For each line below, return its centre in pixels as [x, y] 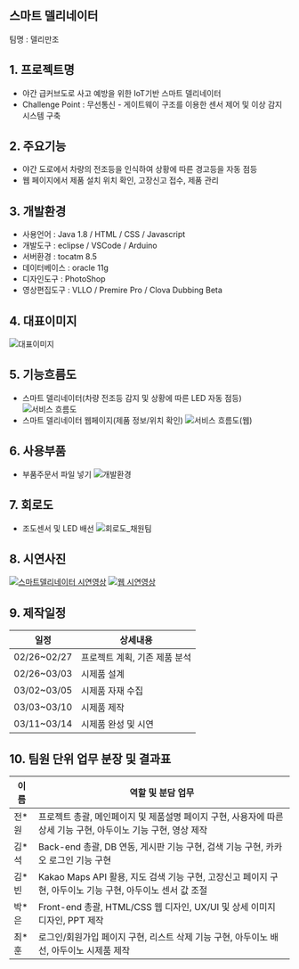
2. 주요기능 [38, 147]
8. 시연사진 [38, 558]
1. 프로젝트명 [42, 70]
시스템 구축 [41, 115]
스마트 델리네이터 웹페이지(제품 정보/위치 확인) [103, 420]
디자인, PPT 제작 [71, 920]
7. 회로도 [31, 505]
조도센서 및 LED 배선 [58, 528]
